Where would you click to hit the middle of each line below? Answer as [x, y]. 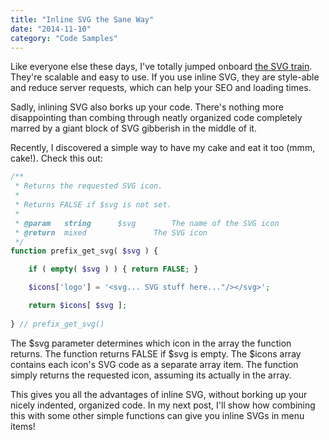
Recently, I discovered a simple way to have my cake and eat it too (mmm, [163, 148]
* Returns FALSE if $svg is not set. [93, 205]
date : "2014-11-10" [51, 29]
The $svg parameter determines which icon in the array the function [151, 343]
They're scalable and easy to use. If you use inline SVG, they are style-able [165, 77]
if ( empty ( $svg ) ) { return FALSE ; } [113, 269]
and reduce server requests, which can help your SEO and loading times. [161, 88]
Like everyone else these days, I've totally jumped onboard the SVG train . [161, 67]
